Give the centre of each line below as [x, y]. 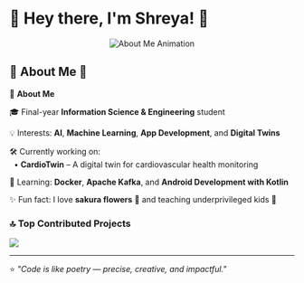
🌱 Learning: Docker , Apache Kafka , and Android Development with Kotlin [149, 182]
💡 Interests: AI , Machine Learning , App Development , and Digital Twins [145, 132]
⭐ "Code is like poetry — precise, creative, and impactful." [118, 269]
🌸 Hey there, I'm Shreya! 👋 [109, 19]
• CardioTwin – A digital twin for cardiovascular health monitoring [136, 164]
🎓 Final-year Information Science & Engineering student [118, 111]
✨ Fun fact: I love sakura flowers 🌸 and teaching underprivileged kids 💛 [143, 199]
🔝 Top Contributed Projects [70, 223]
